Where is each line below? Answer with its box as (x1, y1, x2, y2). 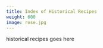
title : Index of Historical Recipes (6, 8, 97, 15)
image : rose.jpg (6, 19, 46, 25)
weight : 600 (6, 14, 36, 20)
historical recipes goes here (6, 36, 74, 43)
